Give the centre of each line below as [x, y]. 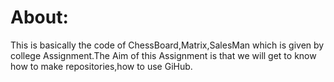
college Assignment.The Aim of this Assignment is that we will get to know [163, 55]
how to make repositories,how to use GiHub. [101, 66]
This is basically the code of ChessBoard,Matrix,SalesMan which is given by [167, 45]
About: [39, 17]
